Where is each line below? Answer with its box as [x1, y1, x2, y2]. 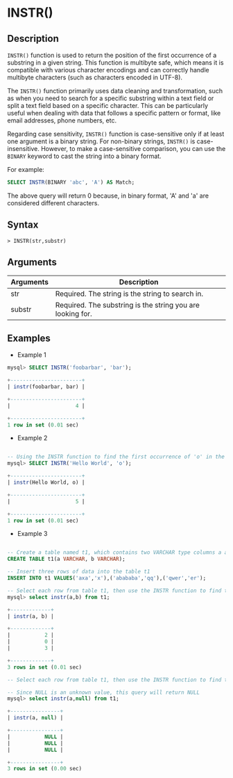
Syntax [7, 219, 39, 231]
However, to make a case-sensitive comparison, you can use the [40, 145, 226, 152]
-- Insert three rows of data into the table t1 [7, 569, 150, 575]
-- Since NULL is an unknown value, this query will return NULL [7, 689, 200, 696]
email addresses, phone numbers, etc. [7, 116, 116, 125]
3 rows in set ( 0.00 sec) [7, 765, 82, 772]
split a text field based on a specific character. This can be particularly [7, 102, 208, 109]
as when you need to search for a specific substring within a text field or [7, 94, 214, 102]
